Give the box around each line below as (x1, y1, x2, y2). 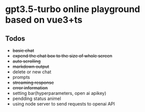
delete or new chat (12, 69, 52, 75)
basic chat (12, 48, 34, 53)
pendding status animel (12, 95, 61, 101)
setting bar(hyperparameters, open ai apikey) (12, 90, 106, 96)
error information (12, 85, 48, 91)
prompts (12, 74, 30, 80)
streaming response (12, 79, 54, 85)
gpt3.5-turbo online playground (5, 4, 140, 15)
